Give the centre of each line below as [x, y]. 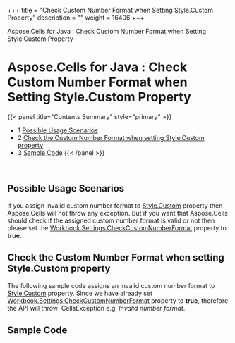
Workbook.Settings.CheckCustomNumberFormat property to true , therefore [118, 300]
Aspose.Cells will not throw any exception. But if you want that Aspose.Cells [117, 213]
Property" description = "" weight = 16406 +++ [76, 18]
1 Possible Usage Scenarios [58, 130]
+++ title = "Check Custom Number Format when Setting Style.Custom [110, 10]
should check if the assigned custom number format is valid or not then [111, 220]
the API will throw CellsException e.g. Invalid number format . [96, 308]
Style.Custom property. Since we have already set [80, 293]
